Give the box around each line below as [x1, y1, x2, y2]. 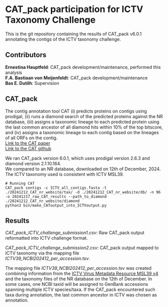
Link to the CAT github [5, 145, 52, 151]
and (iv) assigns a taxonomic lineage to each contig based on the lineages [5, 129, 159, 135]
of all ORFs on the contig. [5, 135, 58, 141]
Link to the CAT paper [5, 140, 50, 146]
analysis [5, 69, 23, 75]
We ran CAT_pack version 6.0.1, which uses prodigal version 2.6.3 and [5, 155, 150, 161]
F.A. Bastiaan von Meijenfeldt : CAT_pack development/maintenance [5, 74, 148, 81]
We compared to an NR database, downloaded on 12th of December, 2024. [5, 166, 161, 172]
